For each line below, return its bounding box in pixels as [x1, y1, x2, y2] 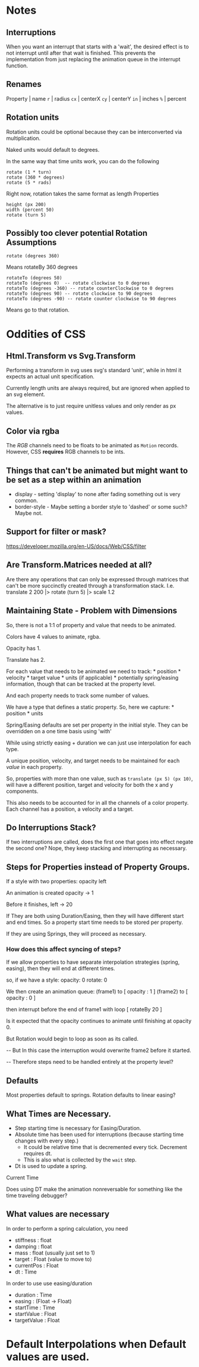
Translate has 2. [6, 656, 46, 663]
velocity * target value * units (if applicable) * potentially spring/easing [6, 674, 179, 681]
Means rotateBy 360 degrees [6, 263, 78, 271]
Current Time [6, 1174, 39, 1181]
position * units [6, 709, 43, 717]
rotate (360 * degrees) [6, 174, 65, 180]
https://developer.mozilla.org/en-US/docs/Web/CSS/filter [6, 543, 147, 550]
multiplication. [6, 135, 41, 142]
